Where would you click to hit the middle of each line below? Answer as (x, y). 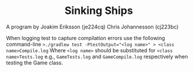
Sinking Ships (99, 11)
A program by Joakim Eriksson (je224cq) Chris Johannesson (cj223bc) (92, 27)
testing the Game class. (35, 63)
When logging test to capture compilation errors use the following (86, 38)
